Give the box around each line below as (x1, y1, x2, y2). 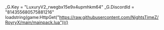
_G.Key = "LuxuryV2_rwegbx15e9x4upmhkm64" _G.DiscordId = (5, 4, 135, 10)
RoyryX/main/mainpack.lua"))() (5, 19, 69, 25)
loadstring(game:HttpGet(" (5, 15, 59, 20)
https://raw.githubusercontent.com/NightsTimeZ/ (59, 15, 159, 20)
